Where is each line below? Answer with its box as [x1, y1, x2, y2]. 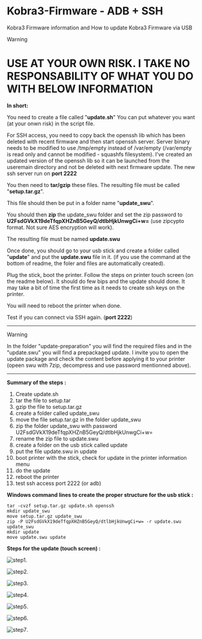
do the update [15, 466, 50, 474]
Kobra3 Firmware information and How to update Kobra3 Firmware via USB [7, 24, 192, 31]
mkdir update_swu [7, 508, 50, 514]
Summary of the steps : [7, 379, 67, 386]
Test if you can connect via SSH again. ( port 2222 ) [7, 314, 133, 321]
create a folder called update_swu [15, 409, 100, 417]
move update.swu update [7, 534, 67, 540]
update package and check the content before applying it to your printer [7, 355, 185, 362]
